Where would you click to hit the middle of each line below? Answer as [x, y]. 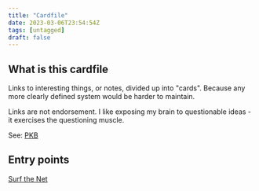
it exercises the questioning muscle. [66, 120]
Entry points [39, 160]
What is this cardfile [58, 69]
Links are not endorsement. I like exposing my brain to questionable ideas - [130, 112]
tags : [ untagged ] [36, 30]
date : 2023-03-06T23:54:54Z [54, 23]
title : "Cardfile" [38, 15]
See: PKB [23, 135]
